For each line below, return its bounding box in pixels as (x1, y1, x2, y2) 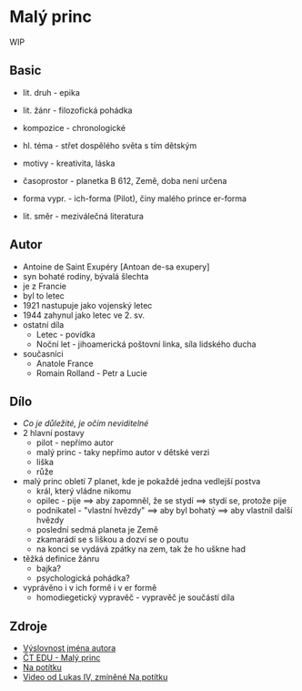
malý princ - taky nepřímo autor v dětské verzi (35, 447, 210, 458)
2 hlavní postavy (22, 428, 85, 439)
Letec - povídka (35, 329, 96, 340)
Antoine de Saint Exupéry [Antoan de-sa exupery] (22, 261, 210, 272)
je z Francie (22, 280, 66, 291)
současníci (22, 348, 64, 359)
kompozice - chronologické (22, 122, 126, 133)
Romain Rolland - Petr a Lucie (35, 367, 147, 379)
